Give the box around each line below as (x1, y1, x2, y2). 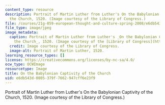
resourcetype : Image (5, 67, 48, 72)
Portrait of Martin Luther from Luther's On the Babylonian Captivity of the (5, 89, 153, 95)
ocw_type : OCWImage (5, 62, 45, 67)
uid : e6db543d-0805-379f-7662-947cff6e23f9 (5, 76, 96, 80)
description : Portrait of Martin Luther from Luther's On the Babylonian (5, 12, 160, 17)
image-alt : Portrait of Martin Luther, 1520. (9, 48, 105, 53)
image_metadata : (5, 30, 38, 35)
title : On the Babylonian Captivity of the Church (5, 71, 111, 76)
